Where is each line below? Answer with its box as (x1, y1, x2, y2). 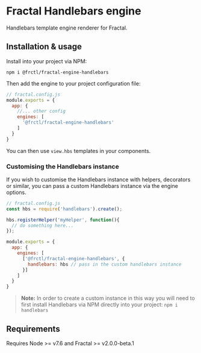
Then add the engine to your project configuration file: (6, 80, 141, 87)
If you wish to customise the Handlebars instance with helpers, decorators (6, 176, 191, 183)
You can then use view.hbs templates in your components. (6, 147, 151, 154)
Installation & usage (6, 42, 82, 52)
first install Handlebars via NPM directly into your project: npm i (20, 301, 178, 308)
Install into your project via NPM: (6, 57, 87, 64)
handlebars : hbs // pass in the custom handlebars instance (28, 261, 182, 267)
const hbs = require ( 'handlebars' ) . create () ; (6, 206, 122, 212)
